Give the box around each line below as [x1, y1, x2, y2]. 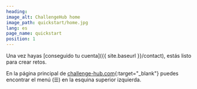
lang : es [6, 25, 28, 31]
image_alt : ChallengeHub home [6, 14, 81, 20]
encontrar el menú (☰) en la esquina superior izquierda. [6, 76, 142, 83]
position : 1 [6, 36, 35, 42]
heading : [6, 8, 28, 15]
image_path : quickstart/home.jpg [6, 19, 88, 25]
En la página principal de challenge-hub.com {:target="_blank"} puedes [6, 70, 179, 77]
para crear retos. [6, 58, 47, 65]
